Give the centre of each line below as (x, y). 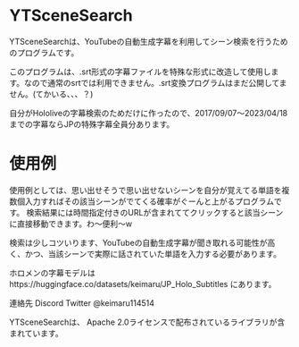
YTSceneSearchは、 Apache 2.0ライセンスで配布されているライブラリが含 (147, 322)
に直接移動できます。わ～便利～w (71, 224)
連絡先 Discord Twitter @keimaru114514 (82, 303)
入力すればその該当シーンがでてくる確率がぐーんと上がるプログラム (149, 201)
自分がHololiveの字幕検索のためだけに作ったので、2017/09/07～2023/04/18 (149, 113)
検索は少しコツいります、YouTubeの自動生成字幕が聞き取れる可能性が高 (142, 242)
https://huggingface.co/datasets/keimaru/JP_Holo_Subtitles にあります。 (143, 284)
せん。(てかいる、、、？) (51, 94)
